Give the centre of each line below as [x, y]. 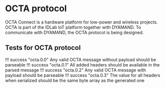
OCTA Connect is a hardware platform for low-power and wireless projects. [82, 22]
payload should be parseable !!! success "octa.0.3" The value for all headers [83, 75]
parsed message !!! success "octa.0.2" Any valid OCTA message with [76, 70]
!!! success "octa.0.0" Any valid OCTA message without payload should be [81, 60]
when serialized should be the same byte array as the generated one [75, 80]
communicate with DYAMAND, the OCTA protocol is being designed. [74, 32]
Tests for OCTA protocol [43, 48]
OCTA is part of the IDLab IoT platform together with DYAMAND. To [73, 27]
